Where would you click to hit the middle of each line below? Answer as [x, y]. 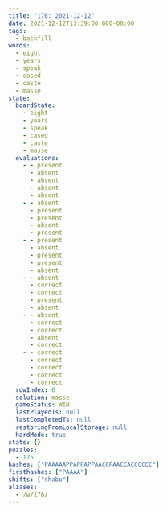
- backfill [34, 38]
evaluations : [37, 158]
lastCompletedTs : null [53, 420]
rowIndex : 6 [36, 390]
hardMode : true [41, 435]
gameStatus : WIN [43, 405]
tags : [17, 31]
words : [19, 46]
